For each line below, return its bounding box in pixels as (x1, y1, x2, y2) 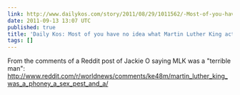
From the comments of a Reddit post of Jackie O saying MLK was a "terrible (7, 56, 231, 65)
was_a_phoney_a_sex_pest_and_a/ (7, 79, 109, 88)
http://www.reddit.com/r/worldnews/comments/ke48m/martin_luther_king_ (7, 72, 229, 81)
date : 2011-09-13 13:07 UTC (7, 17, 91, 24)
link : (7, 10, 24, 18)
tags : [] (7, 37, 34, 44)
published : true (7, 24, 56, 31)
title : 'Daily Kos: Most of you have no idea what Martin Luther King (7, 30, 222, 38)
